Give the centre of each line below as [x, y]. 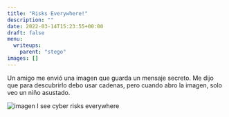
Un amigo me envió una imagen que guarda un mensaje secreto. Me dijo [111, 78]
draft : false [26, 33]
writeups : [27, 45]
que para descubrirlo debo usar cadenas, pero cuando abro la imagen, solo [115, 85]
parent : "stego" [43, 52]
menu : [15, 39]
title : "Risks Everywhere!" [48, 13]
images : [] [23, 58]
